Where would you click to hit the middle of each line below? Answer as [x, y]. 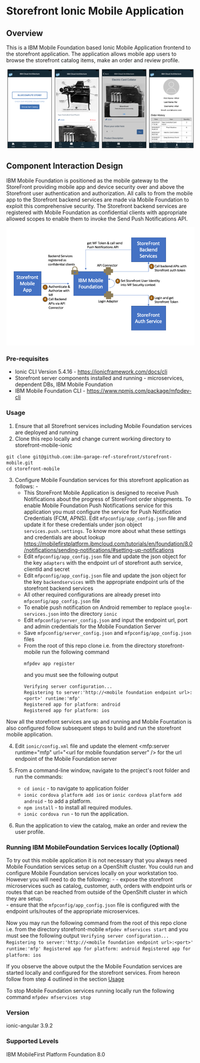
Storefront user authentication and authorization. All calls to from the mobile [99, 193]
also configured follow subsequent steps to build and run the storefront [94, 728]
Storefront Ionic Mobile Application [95, 11]
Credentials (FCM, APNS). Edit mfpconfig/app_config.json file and [105, 518]
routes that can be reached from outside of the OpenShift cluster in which [97, 892]
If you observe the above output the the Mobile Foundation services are [94, 966]
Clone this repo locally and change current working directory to [93, 438]
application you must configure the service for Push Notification [102, 511]
